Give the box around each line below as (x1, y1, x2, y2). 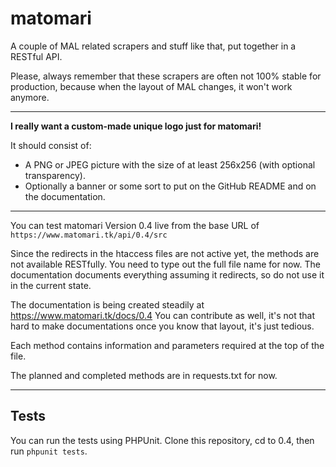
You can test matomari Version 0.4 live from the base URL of (10, 219, 260, 231)
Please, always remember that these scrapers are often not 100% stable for (10, 70, 322, 82)
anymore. (10, 91, 50, 103)
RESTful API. (10, 50, 63, 62)
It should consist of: (10, 139, 92, 151)
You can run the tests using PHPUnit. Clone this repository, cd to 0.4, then (10, 434, 315, 446)
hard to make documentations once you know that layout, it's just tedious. (10, 320, 315, 332)
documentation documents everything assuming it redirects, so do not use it (10, 268, 325, 281)
